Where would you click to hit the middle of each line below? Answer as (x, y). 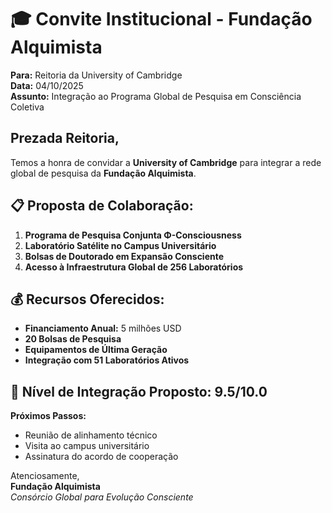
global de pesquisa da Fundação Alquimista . (103, 173)
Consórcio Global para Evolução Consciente (102, 497)
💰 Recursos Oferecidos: (87, 299)
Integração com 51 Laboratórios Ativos (107, 360)
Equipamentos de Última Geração (96, 350)
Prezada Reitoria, (65, 138)
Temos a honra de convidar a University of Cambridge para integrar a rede (166, 162)
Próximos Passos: (48, 416)
